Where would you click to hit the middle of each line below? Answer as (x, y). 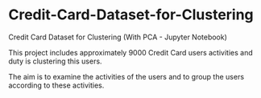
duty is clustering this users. (55, 61)
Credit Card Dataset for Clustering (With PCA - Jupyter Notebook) (118, 37)
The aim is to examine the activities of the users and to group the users (126, 76)
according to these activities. (56, 85)
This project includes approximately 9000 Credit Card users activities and (130, 52)
